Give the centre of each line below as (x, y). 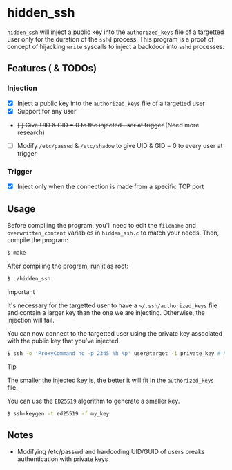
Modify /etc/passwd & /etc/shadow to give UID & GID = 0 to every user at (120, 145)
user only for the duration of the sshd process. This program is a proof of (110, 39)
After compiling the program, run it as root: (68, 266)
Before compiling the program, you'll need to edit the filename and (102, 225)
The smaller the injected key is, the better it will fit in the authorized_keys (110, 380)
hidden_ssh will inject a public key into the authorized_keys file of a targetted (116, 32)
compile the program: (38, 239)
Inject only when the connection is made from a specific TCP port (110, 187)
